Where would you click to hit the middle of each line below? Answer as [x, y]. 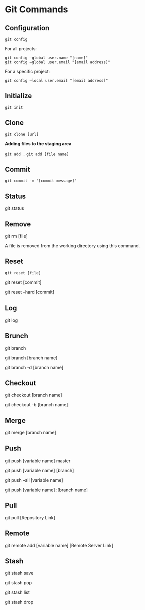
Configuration [27, 28]
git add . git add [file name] [37, 154]
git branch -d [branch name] [34, 367]
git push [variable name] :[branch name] [47, 490]
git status [15, 208]
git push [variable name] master [38, 461]
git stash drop [19, 602]
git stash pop [19, 583]
